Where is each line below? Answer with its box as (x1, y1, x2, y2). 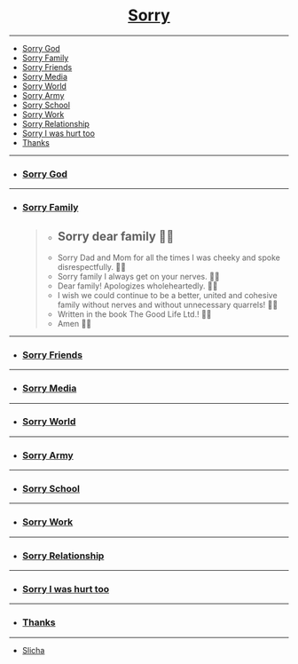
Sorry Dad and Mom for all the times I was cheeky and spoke (57, 252, 281, 263)
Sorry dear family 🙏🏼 (57, 228, 175, 244)
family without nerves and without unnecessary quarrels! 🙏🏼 (57, 299, 278, 310)
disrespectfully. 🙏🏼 (57, 261, 127, 272)
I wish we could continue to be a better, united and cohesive (57, 289, 278, 300)
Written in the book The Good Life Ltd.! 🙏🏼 (57, 308, 212, 320)
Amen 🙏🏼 (57, 318, 92, 328)
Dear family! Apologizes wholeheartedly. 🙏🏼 (57, 281, 218, 291)
